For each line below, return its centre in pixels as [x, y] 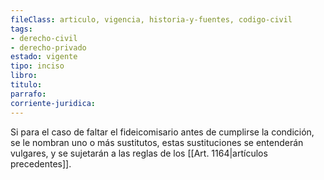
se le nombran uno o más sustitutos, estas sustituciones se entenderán [157, 142]
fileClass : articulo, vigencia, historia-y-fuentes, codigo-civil [151, 19]
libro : [24, 76]
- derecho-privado [48, 47]
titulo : [26, 85]
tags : [21, 29]
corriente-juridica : [53, 103]
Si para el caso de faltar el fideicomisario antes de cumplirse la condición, [162, 132]
